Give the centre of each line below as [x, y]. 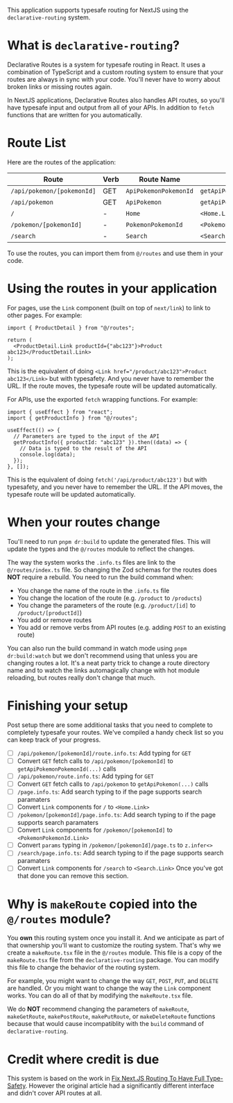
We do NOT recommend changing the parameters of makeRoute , [98, 1009]
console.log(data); [48, 454]
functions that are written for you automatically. [75, 114]
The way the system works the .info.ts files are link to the [91, 562]
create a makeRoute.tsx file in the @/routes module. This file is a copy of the [115, 952]
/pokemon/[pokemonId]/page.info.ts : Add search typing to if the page [116, 815]
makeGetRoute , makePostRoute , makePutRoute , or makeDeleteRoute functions [111, 1016]
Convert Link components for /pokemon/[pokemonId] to [95, 830]
